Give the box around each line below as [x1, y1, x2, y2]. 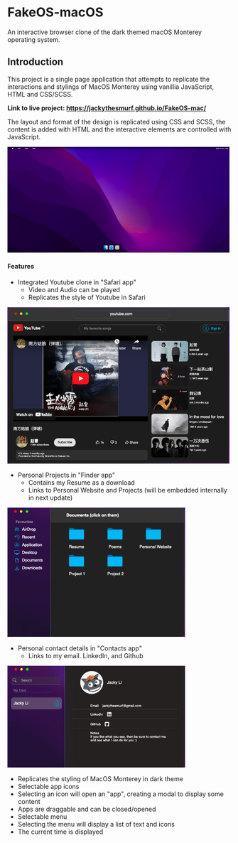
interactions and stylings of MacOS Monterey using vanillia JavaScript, [7, 82, 215, 91]
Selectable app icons [17, 783, 80, 791]
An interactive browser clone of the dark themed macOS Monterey [7, 28, 202, 36]
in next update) [28, 493, 73, 502]
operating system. [7, 35, 60, 43]
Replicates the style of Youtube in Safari [28, 293, 146, 301]
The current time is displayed [17, 827, 104, 836]
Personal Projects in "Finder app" [17, 471, 116, 479]
